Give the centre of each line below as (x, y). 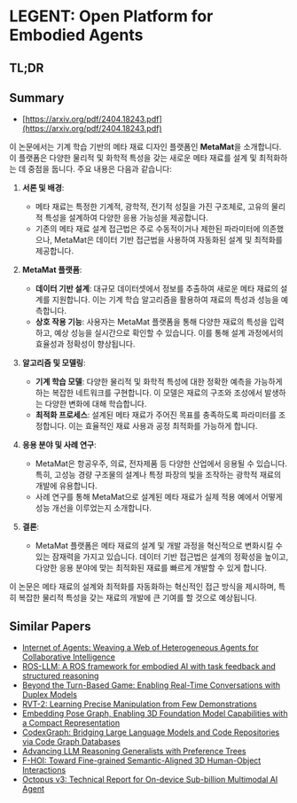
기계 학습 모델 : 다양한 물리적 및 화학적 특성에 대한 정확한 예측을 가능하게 (159, 382)
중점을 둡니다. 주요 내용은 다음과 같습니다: (100, 169)
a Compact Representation (71, 723)
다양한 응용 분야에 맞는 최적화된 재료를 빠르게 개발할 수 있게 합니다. (151, 568)
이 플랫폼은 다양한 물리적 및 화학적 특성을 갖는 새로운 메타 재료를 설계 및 (133, 158)
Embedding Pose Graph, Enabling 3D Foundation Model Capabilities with (155, 713)
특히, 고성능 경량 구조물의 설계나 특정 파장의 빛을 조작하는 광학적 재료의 (158, 475)
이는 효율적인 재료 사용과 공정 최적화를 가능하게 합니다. (163, 426)
